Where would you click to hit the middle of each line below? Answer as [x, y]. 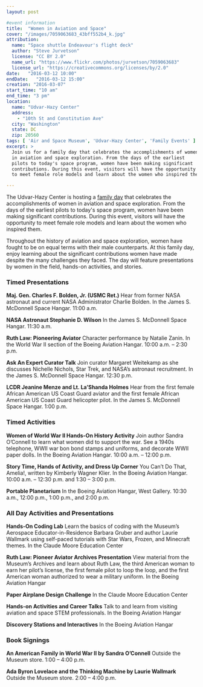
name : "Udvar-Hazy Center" [46, 107]
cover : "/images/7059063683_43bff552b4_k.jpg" [66, 34]
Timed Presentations [38, 282]
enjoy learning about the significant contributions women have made [92, 254]
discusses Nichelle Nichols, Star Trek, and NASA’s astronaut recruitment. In [100, 369]
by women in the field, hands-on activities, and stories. [75, 267]
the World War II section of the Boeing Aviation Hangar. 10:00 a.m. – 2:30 [97, 345]
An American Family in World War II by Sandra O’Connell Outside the [94, 653]
